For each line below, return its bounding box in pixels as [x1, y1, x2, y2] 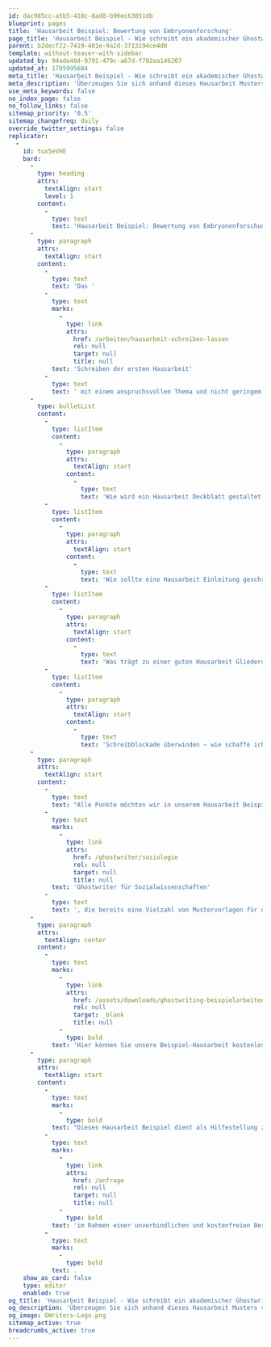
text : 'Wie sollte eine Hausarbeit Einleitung [80, 575, 240, 583]
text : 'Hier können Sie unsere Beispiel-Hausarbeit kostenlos [51, 1041, 265, 1049]
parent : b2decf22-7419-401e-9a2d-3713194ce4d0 [8, 42, 168, 50]
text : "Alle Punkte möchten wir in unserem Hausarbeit [51, 801, 240, 809]
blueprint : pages [8, 19, 67, 27]
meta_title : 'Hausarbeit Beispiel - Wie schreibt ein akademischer [8, 72, 240, 80]
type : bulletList [37, 402, 95, 410]
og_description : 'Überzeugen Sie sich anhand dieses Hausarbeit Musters [8, 1304, 258, 1312]
